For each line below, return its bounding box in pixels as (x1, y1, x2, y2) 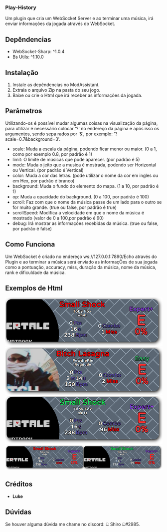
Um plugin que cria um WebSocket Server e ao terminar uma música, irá (5, 16, 154, 22)
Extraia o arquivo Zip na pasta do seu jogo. (12, 87, 101, 93)
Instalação (5, 68, 39, 77)
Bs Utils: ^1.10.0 (12, 54, 44, 60)
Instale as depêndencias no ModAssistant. (12, 82, 100, 88)
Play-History (5, 4, 36, 11)
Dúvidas (5, 508, 31, 516)
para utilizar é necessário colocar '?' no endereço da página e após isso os (5, 125, 160, 131)
